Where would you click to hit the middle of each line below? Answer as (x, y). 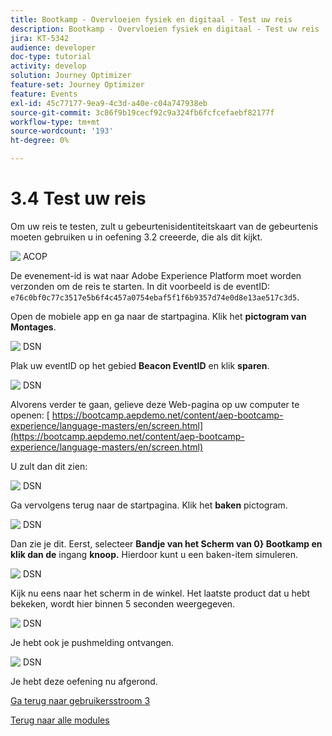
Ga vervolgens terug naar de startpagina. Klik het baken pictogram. (149, 505)
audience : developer (53, 47)
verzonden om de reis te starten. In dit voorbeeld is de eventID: (140, 286)
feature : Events (44, 94)
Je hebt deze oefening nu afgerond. (84, 681)
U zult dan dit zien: (49, 466)
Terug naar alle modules (60, 720)
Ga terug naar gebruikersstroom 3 (80, 700)
